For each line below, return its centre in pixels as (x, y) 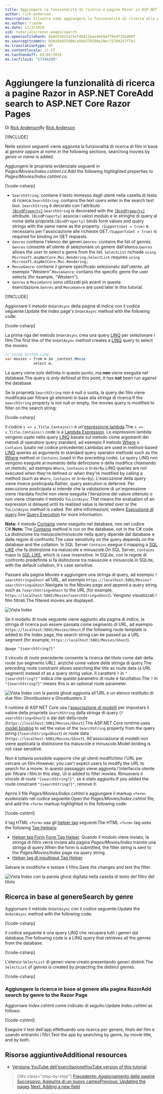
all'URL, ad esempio (65, 580)
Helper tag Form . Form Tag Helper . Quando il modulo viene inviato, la (81, 837)
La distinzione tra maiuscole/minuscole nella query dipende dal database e (80, 534)
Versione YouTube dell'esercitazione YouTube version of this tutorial (79, 1067)
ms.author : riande (24, 23)
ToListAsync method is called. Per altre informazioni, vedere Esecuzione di (79, 509)
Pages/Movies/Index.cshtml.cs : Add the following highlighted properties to (79, 171)
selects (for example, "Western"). (45, 277)
